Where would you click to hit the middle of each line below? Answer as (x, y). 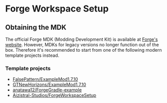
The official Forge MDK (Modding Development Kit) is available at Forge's (81, 39)
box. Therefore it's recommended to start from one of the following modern (84, 50)
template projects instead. (32, 55)
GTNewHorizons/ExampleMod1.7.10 (49, 85)
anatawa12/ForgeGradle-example (47, 90)
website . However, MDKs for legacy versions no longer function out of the (82, 45)
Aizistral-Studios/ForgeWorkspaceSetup (54, 95)
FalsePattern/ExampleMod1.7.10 (45, 79)
